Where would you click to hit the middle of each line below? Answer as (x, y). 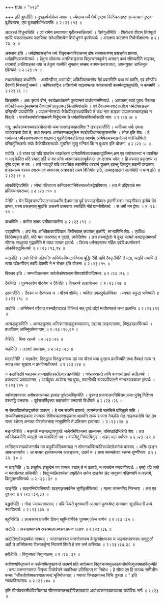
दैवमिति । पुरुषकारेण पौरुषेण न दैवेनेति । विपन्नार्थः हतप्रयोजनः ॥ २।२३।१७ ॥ (66, 283)
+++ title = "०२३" (22, 7)
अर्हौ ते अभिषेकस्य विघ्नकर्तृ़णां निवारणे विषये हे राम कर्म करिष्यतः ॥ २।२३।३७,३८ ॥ (70, 544)
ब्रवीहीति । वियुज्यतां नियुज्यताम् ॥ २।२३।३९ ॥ (42, 554)
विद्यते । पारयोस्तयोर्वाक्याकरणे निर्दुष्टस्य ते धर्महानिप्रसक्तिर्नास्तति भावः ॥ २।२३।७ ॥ (71, 117)
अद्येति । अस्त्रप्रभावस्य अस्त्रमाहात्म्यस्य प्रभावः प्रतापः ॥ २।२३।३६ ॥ (58, 529)
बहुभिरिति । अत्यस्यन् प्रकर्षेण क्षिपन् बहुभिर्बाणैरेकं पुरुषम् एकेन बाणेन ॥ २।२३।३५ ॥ (70, 519)
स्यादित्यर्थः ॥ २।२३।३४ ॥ (27, 509)
